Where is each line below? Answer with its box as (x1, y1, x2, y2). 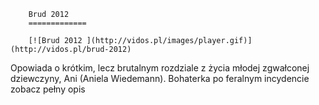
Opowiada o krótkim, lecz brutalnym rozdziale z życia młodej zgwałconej (10, 62, 310, 74)
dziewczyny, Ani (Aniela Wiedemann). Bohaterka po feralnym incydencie (10, 73, 310, 84)
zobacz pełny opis (10, 83, 86, 95)
